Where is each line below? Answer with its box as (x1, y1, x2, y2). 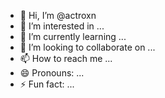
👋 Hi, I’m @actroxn (19, 10, 97, 21)
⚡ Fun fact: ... (19, 78, 75, 90)
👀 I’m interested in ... (19, 20, 105, 32)
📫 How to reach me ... (19, 53, 113, 64)
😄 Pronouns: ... (19, 67, 85, 79)
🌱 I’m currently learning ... (19, 31, 127, 42)
